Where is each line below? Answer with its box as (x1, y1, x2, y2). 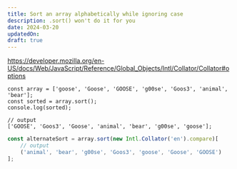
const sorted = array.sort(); (7, 98, 98, 106)
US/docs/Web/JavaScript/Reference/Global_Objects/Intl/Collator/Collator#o (7, 64, 230, 73)
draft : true (7, 37, 43, 44)
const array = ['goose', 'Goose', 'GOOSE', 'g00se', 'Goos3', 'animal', (7, 86, 228, 93)
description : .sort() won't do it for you (7, 17, 136, 24)
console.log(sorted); (7, 104, 72, 111)
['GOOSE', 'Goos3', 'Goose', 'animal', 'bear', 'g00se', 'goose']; (7, 123, 213, 130)
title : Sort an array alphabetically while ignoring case (7, 10, 183, 18)
